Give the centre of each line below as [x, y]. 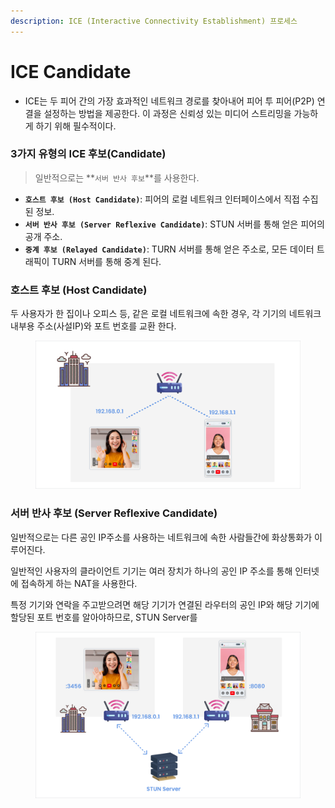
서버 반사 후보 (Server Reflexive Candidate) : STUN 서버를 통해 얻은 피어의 [174, 224]
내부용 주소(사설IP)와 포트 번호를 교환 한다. [93, 326]
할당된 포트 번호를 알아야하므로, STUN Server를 [104, 617]
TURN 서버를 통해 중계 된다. [106, 261]
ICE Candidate [71, 71]
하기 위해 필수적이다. [76, 126]
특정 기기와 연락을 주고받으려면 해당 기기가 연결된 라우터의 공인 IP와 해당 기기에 [165, 604]
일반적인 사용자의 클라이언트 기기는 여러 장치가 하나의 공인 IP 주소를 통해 [151, 571]
